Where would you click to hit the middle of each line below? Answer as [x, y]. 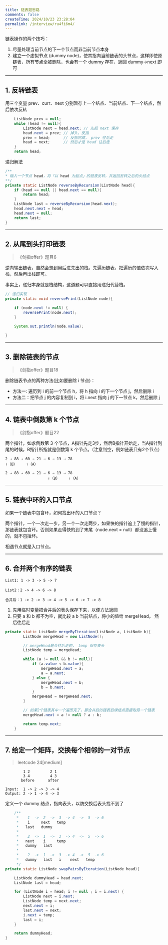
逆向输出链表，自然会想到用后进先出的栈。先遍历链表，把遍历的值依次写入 [82, 268]
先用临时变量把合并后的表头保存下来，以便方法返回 [65, 610]
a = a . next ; [53, 673]
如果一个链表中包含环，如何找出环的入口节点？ [53, 512]
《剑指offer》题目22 [38, 433]
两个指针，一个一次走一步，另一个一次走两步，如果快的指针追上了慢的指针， [84, 523]
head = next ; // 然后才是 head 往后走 [66, 142]
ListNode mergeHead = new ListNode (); [63, 636]
